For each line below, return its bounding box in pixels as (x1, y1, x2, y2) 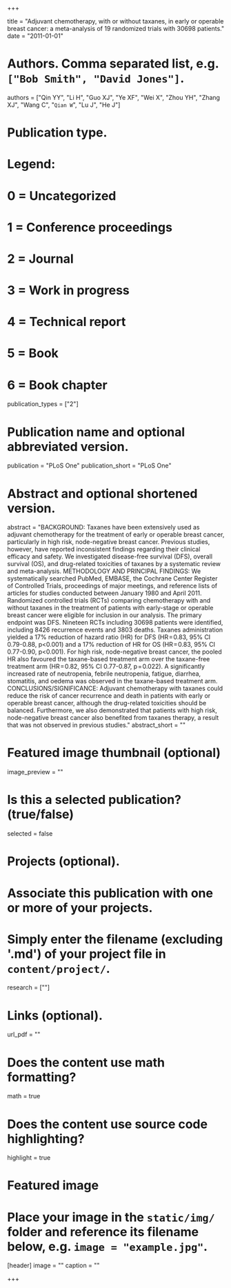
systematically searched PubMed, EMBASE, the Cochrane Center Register (7, 574, 218, 583)
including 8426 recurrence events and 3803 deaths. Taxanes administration (7, 625, 223, 634)
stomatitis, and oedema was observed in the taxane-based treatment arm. (7, 677, 218, 685)
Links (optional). (7, 1007, 103, 1023)
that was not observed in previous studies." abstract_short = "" (7, 721, 186, 729)
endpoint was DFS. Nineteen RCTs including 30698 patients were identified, (7, 618, 223, 627)
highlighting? (7, 1131, 85, 1147)
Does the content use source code (7, 1116, 208, 1131)
